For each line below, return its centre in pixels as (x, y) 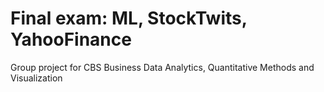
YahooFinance (71, 39)
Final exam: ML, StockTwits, (129, 18)
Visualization (36, 78)
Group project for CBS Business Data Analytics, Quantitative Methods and (162, 67)
